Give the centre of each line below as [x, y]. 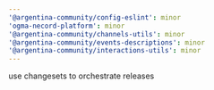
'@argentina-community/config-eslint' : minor [94, 17]
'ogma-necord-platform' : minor [67, 26]
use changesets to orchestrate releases [81, 76]
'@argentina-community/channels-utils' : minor [97, 34]
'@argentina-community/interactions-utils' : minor [105, 51]
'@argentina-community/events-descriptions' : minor [107, 42]
